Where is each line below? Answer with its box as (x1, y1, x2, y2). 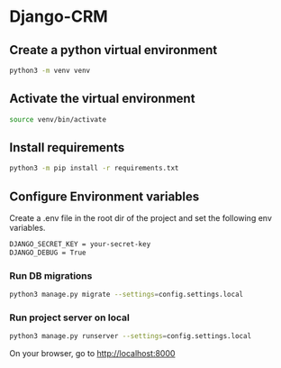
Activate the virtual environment (9, 91, 195, 106)
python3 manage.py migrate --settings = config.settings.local (9, 290, 244, 299)
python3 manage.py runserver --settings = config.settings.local (9, 332, 252, 341)
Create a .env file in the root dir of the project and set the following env (9, 213, 273, 224)
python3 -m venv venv (9, 66, 91, 75)
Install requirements (9, 140, 125, 155)
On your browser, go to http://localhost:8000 (9, 348, 176, 359)
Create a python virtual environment (9, 42, 218, 58)
